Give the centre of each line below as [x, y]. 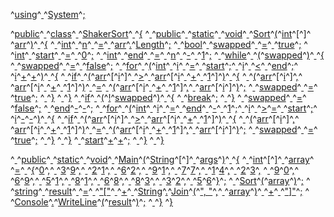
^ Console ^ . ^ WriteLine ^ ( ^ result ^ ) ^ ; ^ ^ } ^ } [92, 202]
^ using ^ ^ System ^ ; [48, 14]
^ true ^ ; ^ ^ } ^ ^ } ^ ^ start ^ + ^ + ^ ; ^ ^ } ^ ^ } [87, 140]
